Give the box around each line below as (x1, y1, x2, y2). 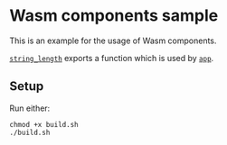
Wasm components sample (9, 5, 219, 26)
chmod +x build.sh (9, 120, 79, 129)
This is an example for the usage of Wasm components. (9, 35, 217, 46)
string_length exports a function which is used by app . (9, 52, 214, 63)
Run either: (9, 103, 51, 113)
